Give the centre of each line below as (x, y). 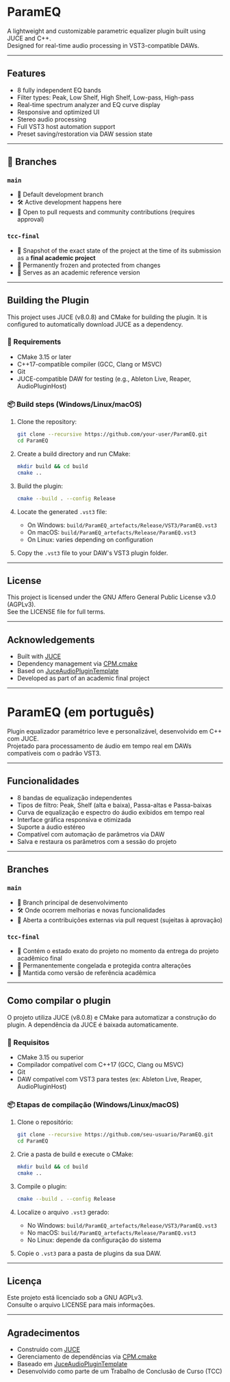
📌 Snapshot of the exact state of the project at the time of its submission (119, 250)
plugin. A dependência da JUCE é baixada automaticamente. (93, 1024)
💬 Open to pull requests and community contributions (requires (106, 212)
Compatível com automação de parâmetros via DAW (91, 834)
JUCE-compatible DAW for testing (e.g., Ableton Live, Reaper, (104, 379)
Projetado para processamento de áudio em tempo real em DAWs (99, 746)
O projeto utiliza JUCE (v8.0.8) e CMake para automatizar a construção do (112, 1017)
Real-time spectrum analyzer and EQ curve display (89, 104)
